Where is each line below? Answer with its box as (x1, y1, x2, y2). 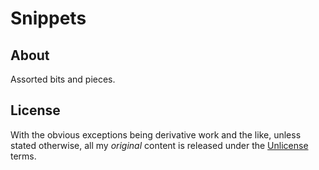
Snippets (10, 7, 87, 30)
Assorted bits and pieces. (10, 73, 116, 85)
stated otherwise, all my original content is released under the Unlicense (10, 139, 309, 151)
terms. (10, 150, 37, 162)
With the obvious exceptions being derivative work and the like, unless (10, 128, 302, 141)
